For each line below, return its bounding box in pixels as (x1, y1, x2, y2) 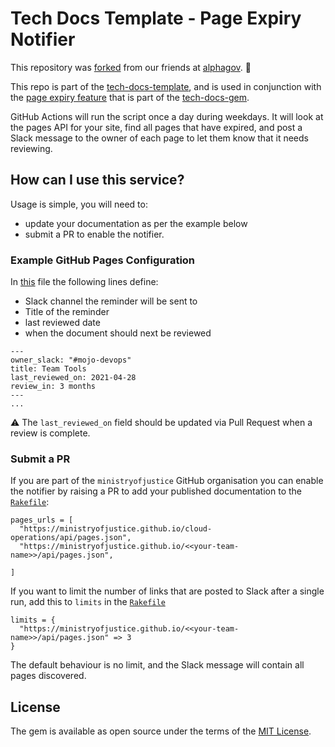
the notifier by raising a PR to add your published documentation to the (10, 485, 302, 497)
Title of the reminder (24, 306, 110, 318)
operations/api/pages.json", (10, 533, 132, 543)
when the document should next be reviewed (24, 327, 212, 339)
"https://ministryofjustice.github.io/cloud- (19, 524, 213, 534)
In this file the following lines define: (10, 276, 159, 288)
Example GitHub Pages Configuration (10, 253, 196, 267)
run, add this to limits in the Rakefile (10, 596, 166, 608)
